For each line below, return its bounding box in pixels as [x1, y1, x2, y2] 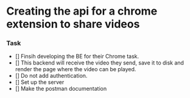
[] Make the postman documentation [15, 85, 107, 93]
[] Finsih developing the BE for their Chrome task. [15, 53, 139, 60]
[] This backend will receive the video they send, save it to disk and [15, 59, 185, 66]
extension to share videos [6, 17, 140, 31]
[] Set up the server [15, 79, 65, 86]
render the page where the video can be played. [15, 66, 136, 73]
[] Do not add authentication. [15, 72, 88, 80]
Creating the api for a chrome [6, 4, 158, 18]
